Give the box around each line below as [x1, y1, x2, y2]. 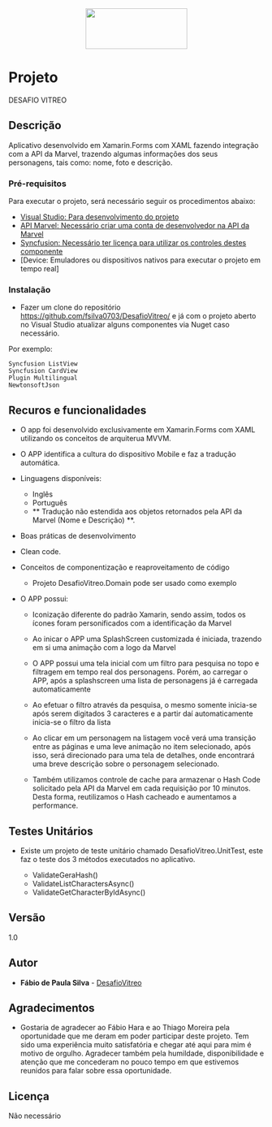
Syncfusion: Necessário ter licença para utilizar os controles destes [19, 238, 247, 248]
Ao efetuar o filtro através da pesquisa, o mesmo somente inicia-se [32, 700, 257, 710]
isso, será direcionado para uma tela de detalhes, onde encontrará [32, 751, 255, 761]
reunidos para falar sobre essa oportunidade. [19, 1066, 172, 1076]
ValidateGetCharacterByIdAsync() [32, 887, 146, 897]
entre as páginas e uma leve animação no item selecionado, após [32, 742, 252, 752]
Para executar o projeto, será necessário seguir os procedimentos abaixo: [8, 197, 256, 206]
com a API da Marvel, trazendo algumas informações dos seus [8, 149, 218, 158]
